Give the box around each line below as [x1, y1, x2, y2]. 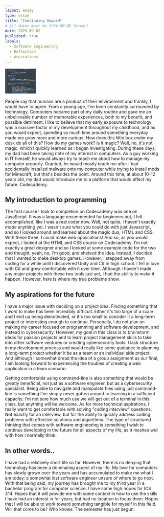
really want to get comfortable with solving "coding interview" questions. [5, 406, 152, 412]
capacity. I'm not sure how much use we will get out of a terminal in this [5, 396, 150, 402]
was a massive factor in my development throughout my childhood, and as [5, 124, 156, 130]
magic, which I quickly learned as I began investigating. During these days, [5, 145, 156, 151]
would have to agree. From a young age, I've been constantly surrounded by [5, 103, 159, 110]
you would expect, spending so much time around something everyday [5, 130, 148, 135]
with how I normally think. [5, 432, 57, 438]
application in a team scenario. [5, 366, 67, 372]
